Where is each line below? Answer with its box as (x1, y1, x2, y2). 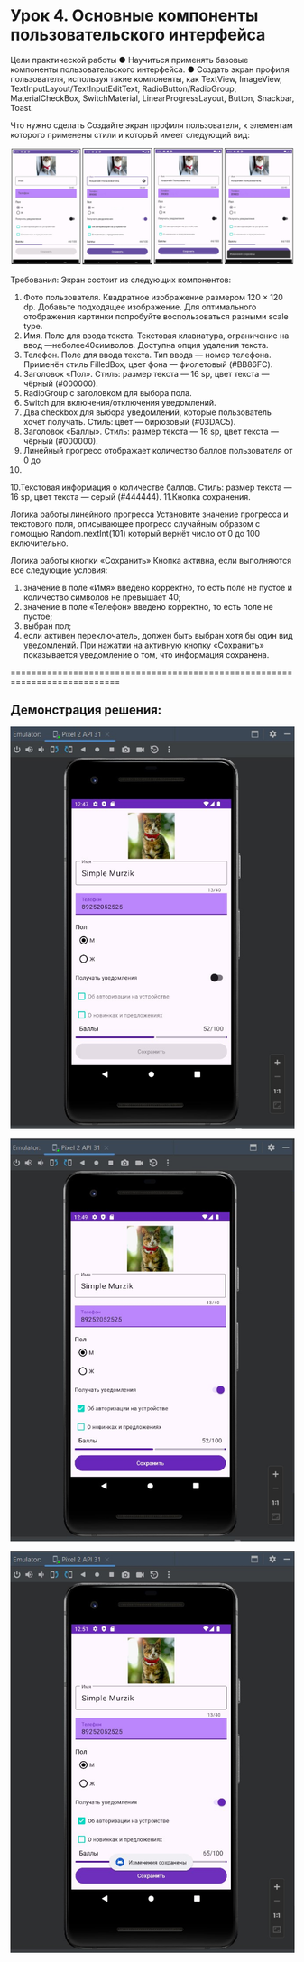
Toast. (10, 102, 34, 113)
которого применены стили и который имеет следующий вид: (10, 129, 251, 140)
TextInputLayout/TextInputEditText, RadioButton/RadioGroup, (10, 83, 237, 94)
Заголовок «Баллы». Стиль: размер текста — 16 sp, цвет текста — (23, 426, 279, 437)
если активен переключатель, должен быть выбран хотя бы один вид (23, 630, 293, 640)
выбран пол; (23, 620, 71, 631)
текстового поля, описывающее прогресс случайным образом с (10, 518, 261, 529)
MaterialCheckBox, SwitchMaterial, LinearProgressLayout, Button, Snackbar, (10, 92, 295, 104)
